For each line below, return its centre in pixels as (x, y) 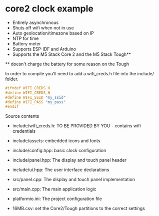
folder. (12, 79)
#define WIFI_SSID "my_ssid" (35, 97)
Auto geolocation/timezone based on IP (53, 33)
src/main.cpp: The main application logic (54, 189)
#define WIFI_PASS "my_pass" (35, 102)
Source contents (22, 116)
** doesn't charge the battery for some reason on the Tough (67, 64)
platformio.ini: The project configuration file (57, 199)
